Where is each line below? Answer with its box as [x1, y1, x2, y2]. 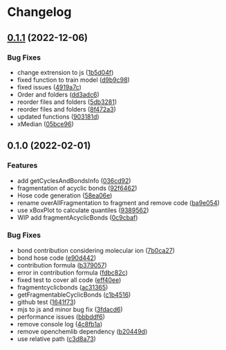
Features [7, 161, 38, 170]
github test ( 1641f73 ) [17, 297, 76, 306]
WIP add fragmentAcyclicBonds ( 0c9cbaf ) [17, 213, 138, 222]
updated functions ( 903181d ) [17, 112, 100, 121]
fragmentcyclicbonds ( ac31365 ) [17, 283, 109, 291]
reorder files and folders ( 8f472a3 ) [17, 105, 116, 113]
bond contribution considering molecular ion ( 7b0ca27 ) [17, 246, 175, 254]
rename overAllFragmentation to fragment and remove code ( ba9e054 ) [17, 198, 220, 207]
